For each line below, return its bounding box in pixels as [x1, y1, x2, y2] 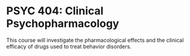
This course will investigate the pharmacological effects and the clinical [6, 36, 184, 43]
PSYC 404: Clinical [6, 4, 104, 18]
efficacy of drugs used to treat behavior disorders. [6, 43, 131, 50]
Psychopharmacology [6, 17, 119, 30]
